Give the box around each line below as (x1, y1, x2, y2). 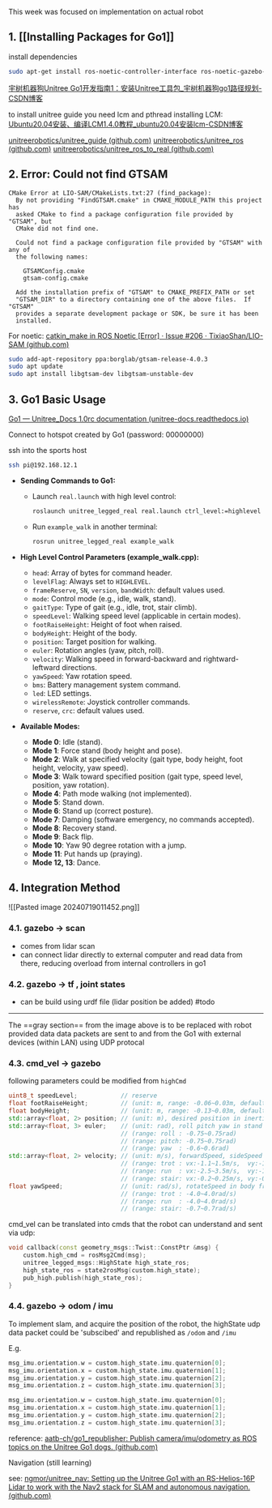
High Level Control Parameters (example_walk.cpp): (19, 552, 200, 562)
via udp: (8, 1228, 36, 1238)
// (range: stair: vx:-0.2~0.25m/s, (120, 1174, 244, 1182)
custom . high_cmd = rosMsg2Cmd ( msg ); (23, 1251, 147, 1259)
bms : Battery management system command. (32, 680, 181, 690)
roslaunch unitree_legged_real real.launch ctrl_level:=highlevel (32, 506, 261, 515)
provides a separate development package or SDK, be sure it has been (15, 310, 259, 318)
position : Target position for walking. (32, 636, 157, 647)
